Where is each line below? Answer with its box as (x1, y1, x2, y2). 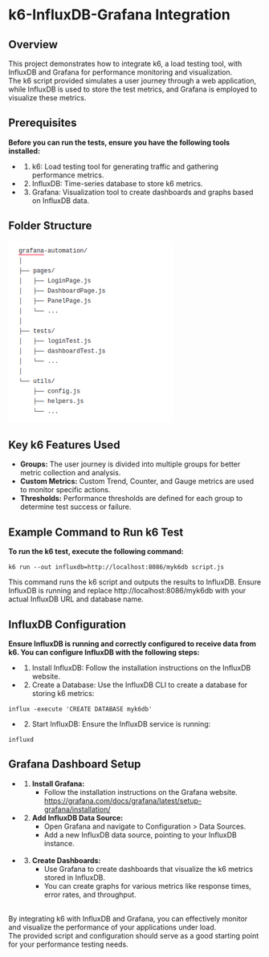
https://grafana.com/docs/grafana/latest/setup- (43, 796, 202, 805)
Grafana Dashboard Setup (8, 757, 141, 772)
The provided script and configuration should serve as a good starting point (8, 931, 259, 940)
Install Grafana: (31, 779, 85, 788)
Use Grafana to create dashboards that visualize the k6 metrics (43, 864, 254, 874)
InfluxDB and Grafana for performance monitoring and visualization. (8, 67, 233, 77)
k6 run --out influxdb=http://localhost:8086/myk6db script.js (8, 564, 225, 572)
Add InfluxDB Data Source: (31, 812, 124, 822)
